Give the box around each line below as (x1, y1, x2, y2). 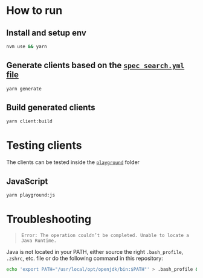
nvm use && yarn (6, 43, 47, 49)
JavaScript (6, 176, 48, 186)
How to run (6, 4, 63, 17)
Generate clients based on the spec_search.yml (6, 60, 185, 71)
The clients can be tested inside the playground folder (6, 159, 140, 166)
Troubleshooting (6, 212, 92, 226)
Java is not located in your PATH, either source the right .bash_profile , (6, 248, 184, 255)
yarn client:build (6, 118, 53, 124)
